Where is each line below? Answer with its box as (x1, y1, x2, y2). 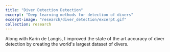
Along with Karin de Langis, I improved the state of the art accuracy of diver (5, 36, 165, 42)
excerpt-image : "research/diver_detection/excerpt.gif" (5, 17, 127, 22)
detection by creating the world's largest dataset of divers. (5, 41, 129, 47)
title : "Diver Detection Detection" (5, 7, 83, 13)
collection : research (5, 21, 52, 27)
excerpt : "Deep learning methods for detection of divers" (5, 12, 134, 17)
